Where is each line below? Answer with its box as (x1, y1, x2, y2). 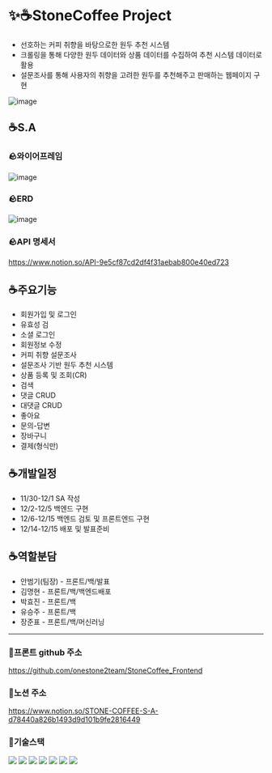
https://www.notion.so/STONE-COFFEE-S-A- (8, 706, 159, 716)
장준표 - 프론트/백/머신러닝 (19, 617, 105, 626)
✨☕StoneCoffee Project (8, 6, 172, 25)
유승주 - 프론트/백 (19, 606, 77, 616)
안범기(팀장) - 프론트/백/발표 (19, 576, 111, 586)
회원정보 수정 (19, 340, 62, 350)
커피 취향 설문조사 (19, 350, 77, 360)
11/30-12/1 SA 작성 (19, 493, 81, 503)
